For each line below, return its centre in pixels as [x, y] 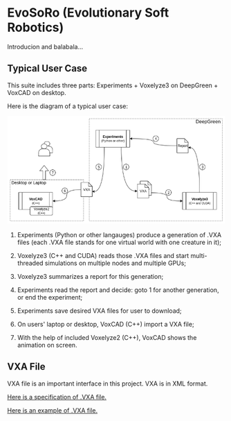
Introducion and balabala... [45, 46]
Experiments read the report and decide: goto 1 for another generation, [118, 290]
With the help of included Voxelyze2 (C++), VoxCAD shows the [107, 337]
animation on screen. [47, 345]
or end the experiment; [50, 297]
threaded [30, 263]
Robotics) [36, 27]
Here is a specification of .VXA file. [57, 397]
